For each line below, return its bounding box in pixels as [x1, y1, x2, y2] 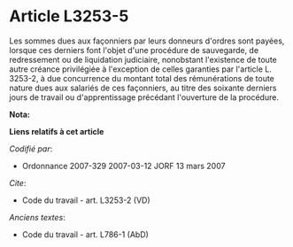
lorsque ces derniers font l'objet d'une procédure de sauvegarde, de [9, 44, 259, 55]
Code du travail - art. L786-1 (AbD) [21, 228, 149, 240]
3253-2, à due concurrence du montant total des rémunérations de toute [9, 73, 274, 83]
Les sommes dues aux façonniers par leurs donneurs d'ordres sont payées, [9, 35, 285, 46]
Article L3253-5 [9, 6, 129, 27]
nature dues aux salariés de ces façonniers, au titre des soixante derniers [9, 82, 277, 93]
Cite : [9, 177, 27, 188]
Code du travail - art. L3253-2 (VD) [21, 195, 150, 205]
